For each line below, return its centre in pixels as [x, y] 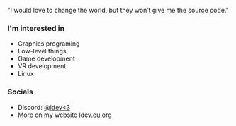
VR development [42, 66]
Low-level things [42, 51]
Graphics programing [49, 44]
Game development [46, 58]
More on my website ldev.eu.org [64, 115]
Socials [20, 92]
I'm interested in [36, 28]
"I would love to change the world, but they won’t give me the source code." [118, 10]
